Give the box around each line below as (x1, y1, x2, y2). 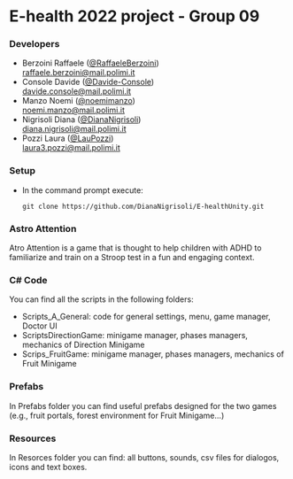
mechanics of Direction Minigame (21, 339, 145, 351)
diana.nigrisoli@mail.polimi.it (21, 124, 127, 135)
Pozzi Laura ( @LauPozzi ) (21, 133, 114, 143)
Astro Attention (9, 222, 77, 235)
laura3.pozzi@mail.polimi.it (21, 143, 121, 153)
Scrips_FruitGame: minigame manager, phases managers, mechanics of (21, 349, 285, 359)
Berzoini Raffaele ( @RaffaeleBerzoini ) (21, 58, 159, 68)
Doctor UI (21, 321, 58, 331)
